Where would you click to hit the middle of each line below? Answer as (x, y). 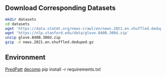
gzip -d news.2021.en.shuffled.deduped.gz (49, 42)
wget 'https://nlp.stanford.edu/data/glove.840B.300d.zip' (67, 33)
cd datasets (17, 24)
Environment (25, 58)
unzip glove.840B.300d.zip (33, 38)
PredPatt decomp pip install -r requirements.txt (53, 69)
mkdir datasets (21, 19)
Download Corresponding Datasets (61, 8)
